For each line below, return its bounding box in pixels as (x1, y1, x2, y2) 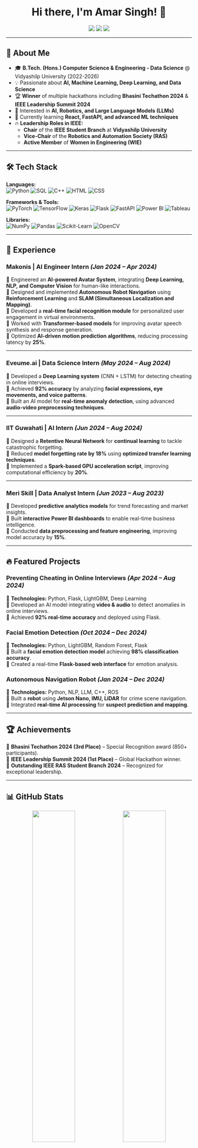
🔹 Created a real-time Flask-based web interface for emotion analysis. (6, 661, 179, 668)
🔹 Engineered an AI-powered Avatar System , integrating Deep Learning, (6, 276, 184, 283)
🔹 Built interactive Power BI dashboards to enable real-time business (6, 515, 175, 522)
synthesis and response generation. (6, 326, 93, 333)
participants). (6, 749, 39, 757)
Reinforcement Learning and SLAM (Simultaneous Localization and (6, 295, 174, 302)
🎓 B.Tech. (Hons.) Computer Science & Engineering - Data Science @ (14, 64, 190, 71)
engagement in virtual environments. (6, 314, 95, 321)
